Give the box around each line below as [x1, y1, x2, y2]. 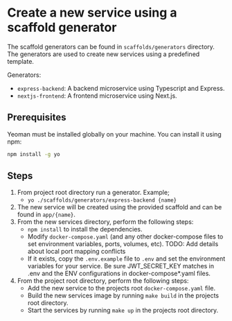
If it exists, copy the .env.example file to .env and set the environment [27, 254, 226, 263]
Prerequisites [7, 112, 66, 123]
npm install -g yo [7, 150, 60, 157]
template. [7, 57, 35, 65]
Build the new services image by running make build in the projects [27, 291, 220, 300]
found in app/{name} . [17, 210, 76, 219]
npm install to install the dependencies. [27, 225, 143, 234]
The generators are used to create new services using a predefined [7, 50, 200, 58]
